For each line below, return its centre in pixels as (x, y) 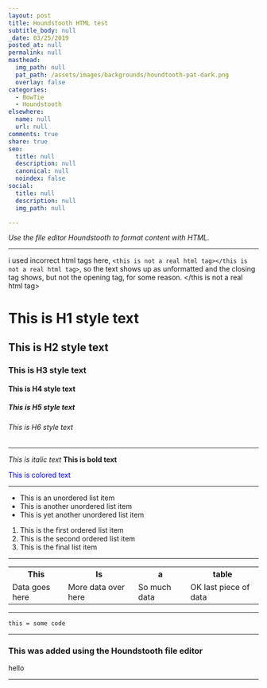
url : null (31, 127)
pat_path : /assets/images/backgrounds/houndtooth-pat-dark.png (122, 75)
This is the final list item (58, 547)
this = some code (37, 623)
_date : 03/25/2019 (39, 38)
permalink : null (35, 53)
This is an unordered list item (67, 498)
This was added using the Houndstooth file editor (106, 651)
